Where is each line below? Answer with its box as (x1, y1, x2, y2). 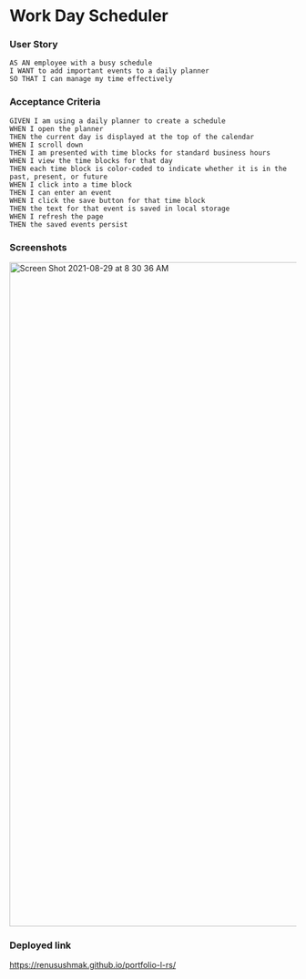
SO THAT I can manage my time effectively (9, 75, 173, 84)
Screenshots (9, 240, 67, 253)
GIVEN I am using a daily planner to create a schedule (9, 116, 226, 126)
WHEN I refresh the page (9, 211, 104, 221)
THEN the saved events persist (9, 219, 128, 229)
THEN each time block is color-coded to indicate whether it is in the (9, 164, 287, 173)
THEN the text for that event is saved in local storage (9, 204, 230, 213)
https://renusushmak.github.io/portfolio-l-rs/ (9, 960, 177, 971)
